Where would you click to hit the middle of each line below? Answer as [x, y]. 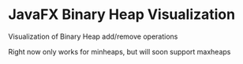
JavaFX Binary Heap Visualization [121, 15]
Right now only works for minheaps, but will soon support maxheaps [120, 51]
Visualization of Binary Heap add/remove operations [93, 36]
